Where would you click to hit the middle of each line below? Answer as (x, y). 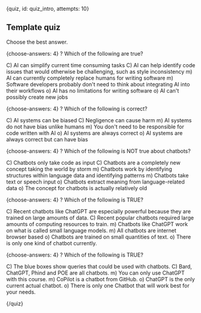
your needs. (21, 292)
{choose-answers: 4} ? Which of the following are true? (75, 53)
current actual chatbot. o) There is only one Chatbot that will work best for (98, 285)
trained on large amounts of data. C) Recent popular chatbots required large (100, 218)
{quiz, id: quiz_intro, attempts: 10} (48, 9)
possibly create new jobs (37, 97)
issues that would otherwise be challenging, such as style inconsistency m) (99, 71)
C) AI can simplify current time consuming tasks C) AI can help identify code (101, 65)
